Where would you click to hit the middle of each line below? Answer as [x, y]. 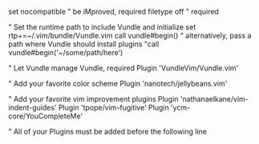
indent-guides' [32, 108]
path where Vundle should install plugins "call [84, 44]
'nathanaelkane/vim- [214, 99]
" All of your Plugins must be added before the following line [107, 132]
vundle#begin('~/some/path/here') [66, 52]
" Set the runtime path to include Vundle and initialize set [102, 27]
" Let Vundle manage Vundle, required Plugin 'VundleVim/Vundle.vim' [123, 68]
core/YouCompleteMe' [46, 116]
